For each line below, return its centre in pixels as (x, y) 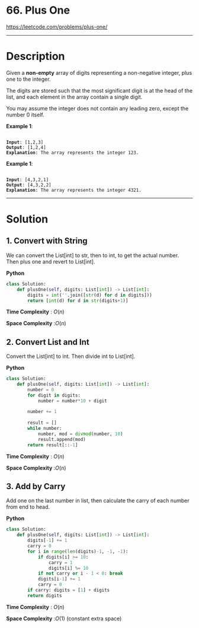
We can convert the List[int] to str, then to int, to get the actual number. (93, 255)
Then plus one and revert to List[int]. (51, 261)
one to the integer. (28, 79)
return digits (45, 595)
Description (36, 56)
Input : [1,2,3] (25, 142)
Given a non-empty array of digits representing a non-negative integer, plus (99, 72)
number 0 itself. (25, 115)
